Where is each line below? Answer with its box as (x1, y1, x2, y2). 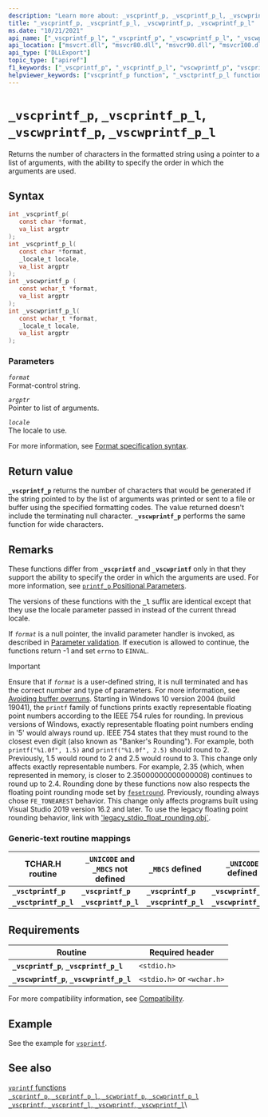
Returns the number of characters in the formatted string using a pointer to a (8, 149, 260, 158)
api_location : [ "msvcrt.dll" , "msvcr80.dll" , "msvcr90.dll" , (8, 42, 216, 50)
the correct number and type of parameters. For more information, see (8, 685, 241, 696)
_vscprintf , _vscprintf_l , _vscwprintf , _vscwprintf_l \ (8, 1099, 187, 1109)
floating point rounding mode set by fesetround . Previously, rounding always (8, 788, 259, 797)
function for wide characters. (8, 520, 104, 529)
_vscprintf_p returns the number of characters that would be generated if (8, 485, 251, 496)
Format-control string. (8, 381, 81, 390)
